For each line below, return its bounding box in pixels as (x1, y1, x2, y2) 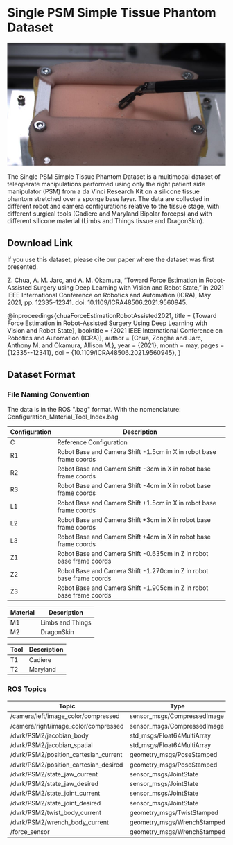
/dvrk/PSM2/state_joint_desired (10, 799, 101, 807)
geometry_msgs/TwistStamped (129, 808, 218, 817)
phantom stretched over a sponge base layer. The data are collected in (7, 195, 209, 203)
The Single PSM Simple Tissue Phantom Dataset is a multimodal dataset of (7, 173, 221, 181)
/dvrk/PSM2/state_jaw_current (10, 769, 98, 778)
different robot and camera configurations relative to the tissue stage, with (7, 202, 220, 211)
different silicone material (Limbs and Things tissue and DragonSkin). (7, 217, 205, 225)
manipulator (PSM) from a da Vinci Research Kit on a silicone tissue (7, 187, 200, 195)
